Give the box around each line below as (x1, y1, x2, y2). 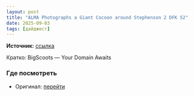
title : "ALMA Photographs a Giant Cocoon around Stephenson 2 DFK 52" (6, 14, 189, 21)
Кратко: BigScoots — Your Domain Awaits (6, 54, 112, 61)
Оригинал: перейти (15, 83, 65, 90)
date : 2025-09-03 (6, 20, 50, 26)
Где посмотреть (6, 69, 58, 77)
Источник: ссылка (6, 42, 55, 50)
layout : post (6, 8, 39, 15)
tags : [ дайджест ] (6, 25, 50, 32)
